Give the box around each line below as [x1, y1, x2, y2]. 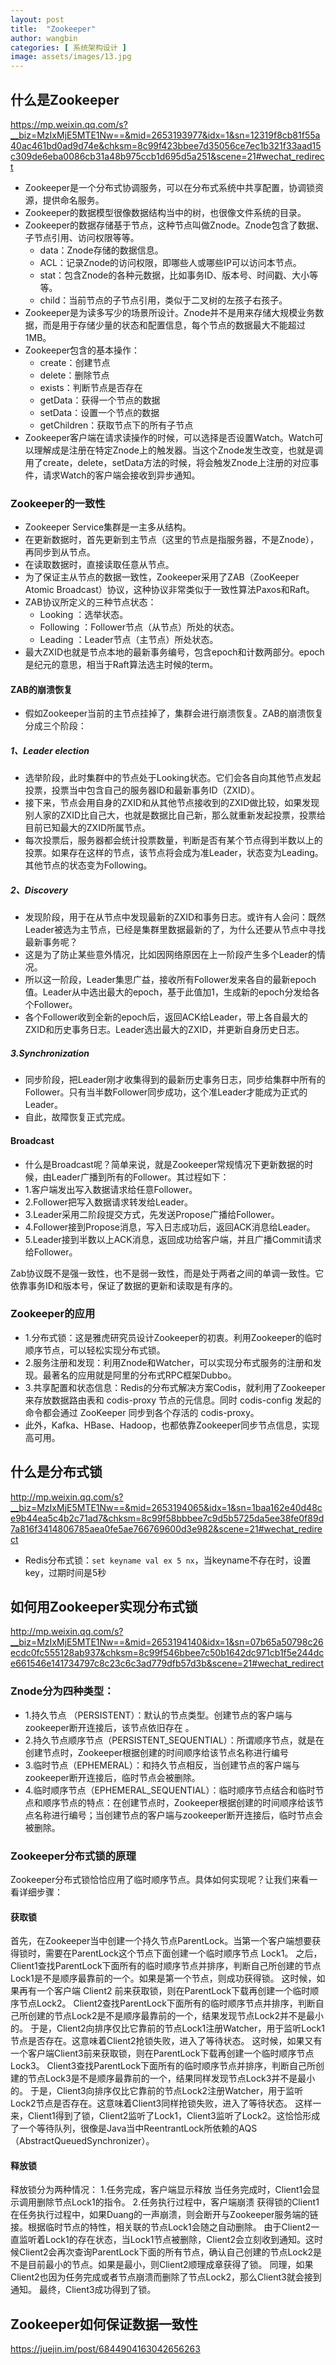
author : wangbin [10, 33, 78, 43]
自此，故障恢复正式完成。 [24, 1111, 131, 1123]
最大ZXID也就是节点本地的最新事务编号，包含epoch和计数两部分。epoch [24, 646, 325, 658]
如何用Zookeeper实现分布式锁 [10, 1599, 198, 1616]
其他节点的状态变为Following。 [24, 859, 153, 871]
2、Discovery [10, 884, 68, 896]
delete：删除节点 [39, 369, 110, 381]
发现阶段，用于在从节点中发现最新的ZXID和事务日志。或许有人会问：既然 [24, 911, 327, 923]
